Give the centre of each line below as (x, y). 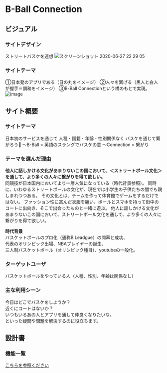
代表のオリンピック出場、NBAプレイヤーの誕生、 (56, 244)
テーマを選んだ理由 (28, 158)
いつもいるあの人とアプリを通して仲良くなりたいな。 (60, 314)
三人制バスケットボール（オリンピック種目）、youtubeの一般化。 (72, 250)
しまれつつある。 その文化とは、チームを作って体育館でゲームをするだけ (80, 195)
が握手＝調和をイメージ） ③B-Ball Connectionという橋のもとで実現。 (78, 88)
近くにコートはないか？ (29, 308)
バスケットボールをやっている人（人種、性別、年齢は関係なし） (71, 276)
